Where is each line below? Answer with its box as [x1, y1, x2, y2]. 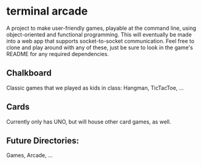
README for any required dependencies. [6, 50, 110, 57]
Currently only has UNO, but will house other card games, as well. [6, 118, 172, 125]
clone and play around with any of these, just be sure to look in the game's [6, 44, 193, 51]
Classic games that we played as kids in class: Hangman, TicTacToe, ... [6, 84, 184, 91]
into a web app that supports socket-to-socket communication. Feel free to [6, 37, 195, 44]
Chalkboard [6, 68, 52, 79]
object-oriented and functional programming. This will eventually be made [6, 30, 192, 38]
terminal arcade [6, 4, 88, 18]
